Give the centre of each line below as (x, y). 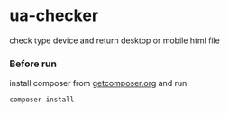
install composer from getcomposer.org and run (98, 83)
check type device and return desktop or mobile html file (115, 40)
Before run (33, 64)
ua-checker (54, 16)
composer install (42, 100)
